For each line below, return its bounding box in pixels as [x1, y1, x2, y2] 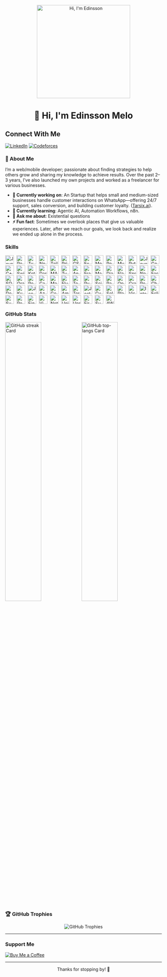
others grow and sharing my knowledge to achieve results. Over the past [5, 172, 154, 178]
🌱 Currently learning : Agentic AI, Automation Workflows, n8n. [12, 208, 140, 214]
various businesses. [5, 182, 46, 188]
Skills [5, 244, 19, 250]
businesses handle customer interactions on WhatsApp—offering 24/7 [12, 197, 157, 203]
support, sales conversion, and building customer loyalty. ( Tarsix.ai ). [12, 203, 153, 209]
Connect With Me [5, 130, 61, 138]
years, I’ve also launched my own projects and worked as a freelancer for [9, 177, 160, 183]
